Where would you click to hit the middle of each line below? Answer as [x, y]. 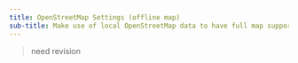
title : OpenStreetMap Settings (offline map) [94, 17]
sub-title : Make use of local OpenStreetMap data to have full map [137, 26]
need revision [56, 51]
